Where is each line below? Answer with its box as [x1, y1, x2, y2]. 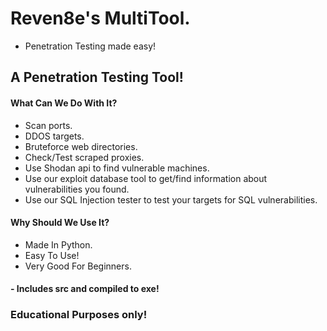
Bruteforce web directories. [24, 140, 138, 152]
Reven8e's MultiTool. [10, 7, 191, 30]
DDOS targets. [24, 130, 85, 142]
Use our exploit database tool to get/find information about [24, 172, 268, 184]
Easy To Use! [24, 249, 80, 261]
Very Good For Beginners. [24, 260, 132, 272]
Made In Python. [24, 238, 93, 251]
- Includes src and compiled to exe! [10, 283, 160, 295]
